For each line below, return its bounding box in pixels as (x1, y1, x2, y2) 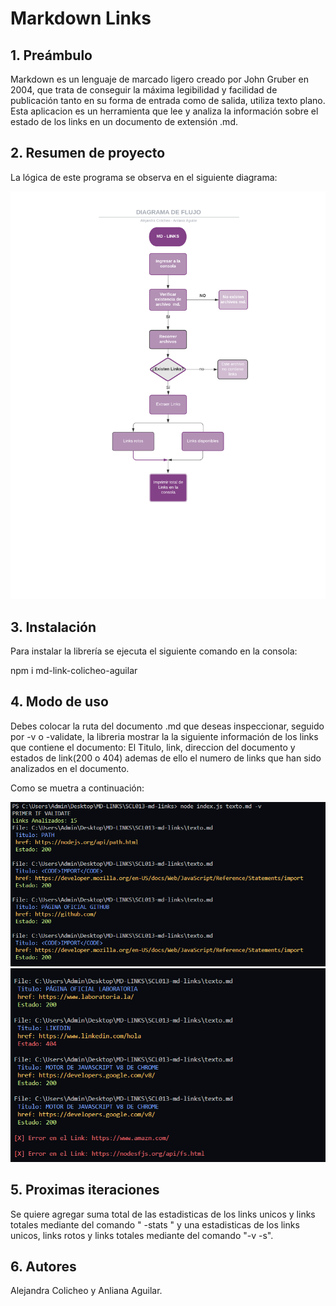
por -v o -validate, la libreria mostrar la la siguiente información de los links (10, 730, 319, 742)
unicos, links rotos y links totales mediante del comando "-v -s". (10, 1229, 274, 1241)
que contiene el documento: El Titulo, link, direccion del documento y (10, 741, 296, 753)
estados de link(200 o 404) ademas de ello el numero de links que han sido (10, 752, 322, 764)
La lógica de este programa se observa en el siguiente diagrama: (10, 171, 278, 183)
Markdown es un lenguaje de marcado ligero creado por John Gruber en (10, 73, 309, 85)
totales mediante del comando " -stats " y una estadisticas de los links (10, 1218, 300, 1231)
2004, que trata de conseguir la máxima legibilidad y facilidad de (10, 84, 278, 96)
